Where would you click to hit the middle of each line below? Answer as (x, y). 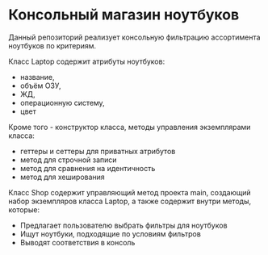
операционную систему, (62, 102)
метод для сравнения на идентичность (88, 168)
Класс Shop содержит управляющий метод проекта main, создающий (130, 192)
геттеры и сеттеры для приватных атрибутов (98, 151)
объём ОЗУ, (41, 86)
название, (37, 77)
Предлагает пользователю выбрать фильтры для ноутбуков (124, 225)
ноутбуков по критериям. (52, 45)
